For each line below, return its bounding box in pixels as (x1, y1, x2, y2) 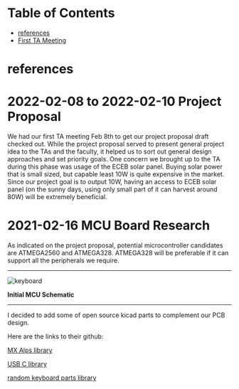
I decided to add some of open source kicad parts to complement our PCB (7, 311, 225, 319)
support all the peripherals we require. (7, 256, 119, 265)
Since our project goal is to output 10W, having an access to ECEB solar (7, 178, 217, 186)
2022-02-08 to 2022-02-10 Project (7, 94, 222, 110)
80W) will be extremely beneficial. (7, 193, 108, 201)
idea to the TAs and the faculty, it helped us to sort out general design (7, 147, 212, 156)
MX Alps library (7, 346, 53, 354)
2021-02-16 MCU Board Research (7, 218, 211, 234)
